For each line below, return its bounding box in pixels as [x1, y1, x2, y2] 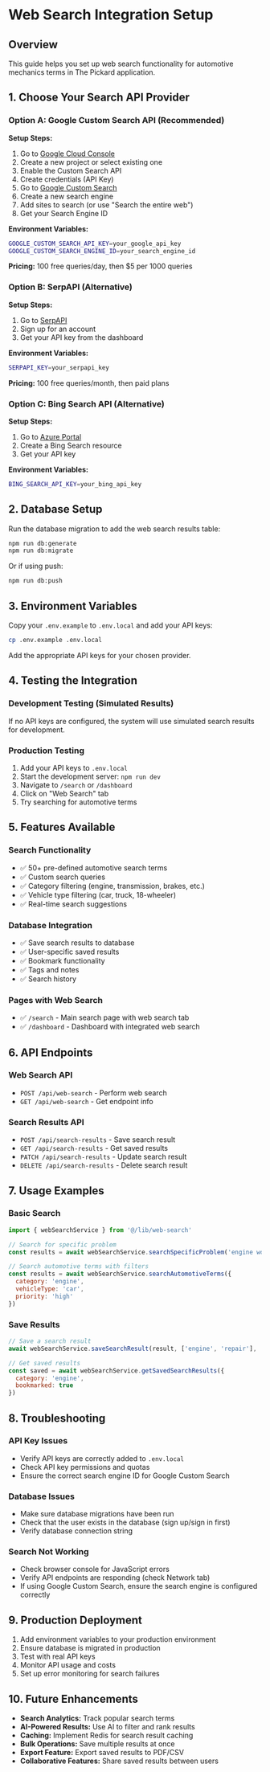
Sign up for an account [19, 324, 96, 334]
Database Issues [8, 1491, 75, 1502]
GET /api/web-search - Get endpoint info [19, 1096, 154, 1106]
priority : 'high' [15, 1292, 74, 1300]
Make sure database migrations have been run [19, 1509, 174, 1519]
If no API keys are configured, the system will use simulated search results [8, 716, 255, 726]
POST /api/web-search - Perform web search [19, 1087, 167, 1098]
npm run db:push [8, 577, 63, 585]
